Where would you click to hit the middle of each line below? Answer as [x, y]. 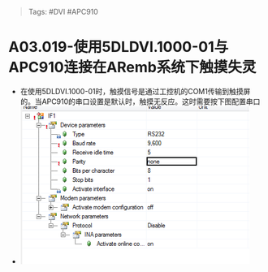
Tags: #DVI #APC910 [63, 12]
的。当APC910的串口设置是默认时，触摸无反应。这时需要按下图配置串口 [140, 101]
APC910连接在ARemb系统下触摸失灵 [132, 67]
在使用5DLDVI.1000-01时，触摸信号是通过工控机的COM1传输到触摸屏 [135, 91]
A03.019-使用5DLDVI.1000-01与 [119, 47]
